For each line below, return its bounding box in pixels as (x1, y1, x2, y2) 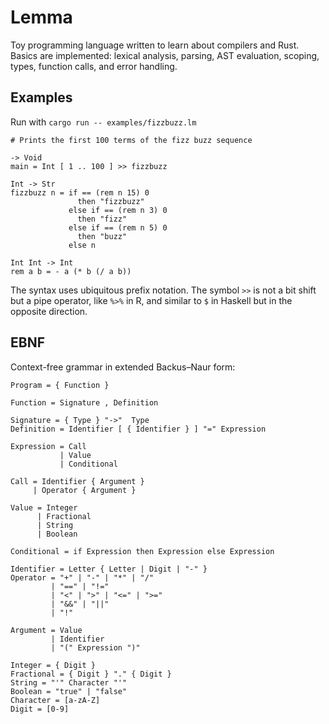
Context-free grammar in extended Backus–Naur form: (10, 361, 236, 373)
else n (68, 240, 97, 250)
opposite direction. (10, 305, 88, 317)
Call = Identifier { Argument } (10, 476, 145, 486)
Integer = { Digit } (10, 660, 97, 670)
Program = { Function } (10, 380, 110, 390)
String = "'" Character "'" (10, 677, 128, 688)
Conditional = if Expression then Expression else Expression (10, 546, 275, 556)
